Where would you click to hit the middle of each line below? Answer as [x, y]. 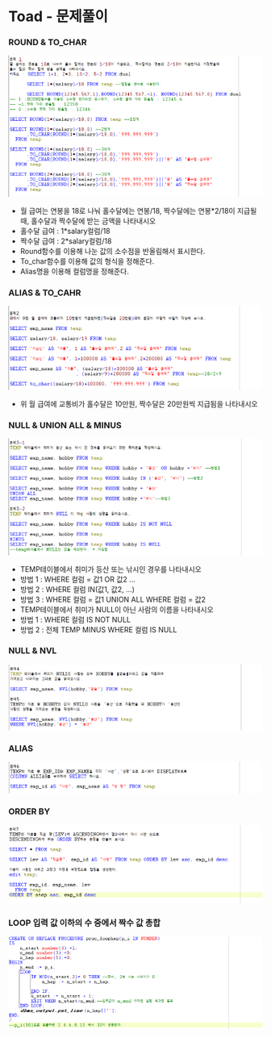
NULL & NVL [33, 651]
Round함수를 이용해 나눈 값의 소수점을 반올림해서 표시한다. [113, 252]
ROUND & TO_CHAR [48, 43]
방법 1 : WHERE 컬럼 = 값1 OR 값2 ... [77, 579]
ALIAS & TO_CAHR [45, 293]
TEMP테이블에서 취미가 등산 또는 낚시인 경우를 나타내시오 [110, 569]
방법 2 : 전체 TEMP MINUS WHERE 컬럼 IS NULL [98, 629]
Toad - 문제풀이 [58, 17]
